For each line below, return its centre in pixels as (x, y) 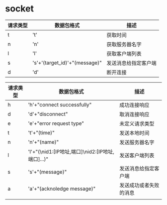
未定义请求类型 (137, 123)
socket (19, 9)
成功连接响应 (134, 105)
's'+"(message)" (47, 172)
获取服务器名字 (124, 44)
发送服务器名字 (137, 142)
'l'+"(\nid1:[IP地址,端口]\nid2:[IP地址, (71, 151)
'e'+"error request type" (56, 123)
